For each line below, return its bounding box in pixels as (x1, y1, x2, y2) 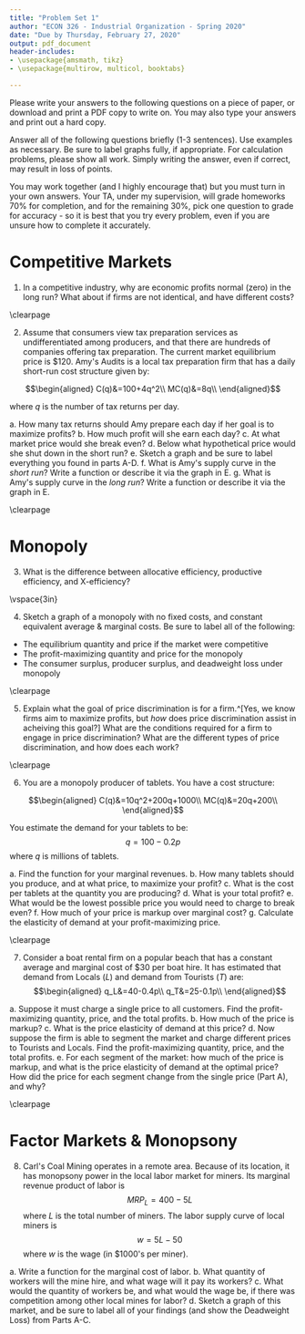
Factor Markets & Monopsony (9, 1130, 239, 1151)
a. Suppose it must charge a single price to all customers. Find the (9, 1003, 258, 1014)
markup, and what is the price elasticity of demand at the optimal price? (9, 1061, 280, 1072)
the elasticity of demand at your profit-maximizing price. (9, 916, 221, 927)
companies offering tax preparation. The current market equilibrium (22, 346, 276, 357)
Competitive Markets (9, 252, 173, 273)
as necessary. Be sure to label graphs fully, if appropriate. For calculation (9, 143, 284, 155)
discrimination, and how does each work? (22, 741, 179, 752)
